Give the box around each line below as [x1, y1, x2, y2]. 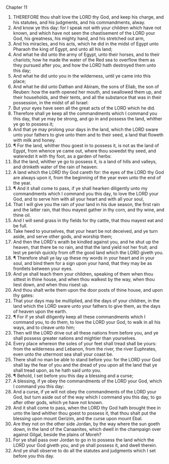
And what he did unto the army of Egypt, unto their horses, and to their [13, 51, 160, 57]
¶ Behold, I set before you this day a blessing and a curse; [13, 373, 134, 378]
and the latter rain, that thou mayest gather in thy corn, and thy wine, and [13, 207, 165, 213]
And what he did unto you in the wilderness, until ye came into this [13, 73, 151, 79]
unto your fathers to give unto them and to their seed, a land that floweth [13, 132, 164, 138]
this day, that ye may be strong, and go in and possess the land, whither [13, 116, 162, 121]
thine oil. [13, 212, 31, 218]
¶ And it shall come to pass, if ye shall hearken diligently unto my [13, 185, 148, 191]
